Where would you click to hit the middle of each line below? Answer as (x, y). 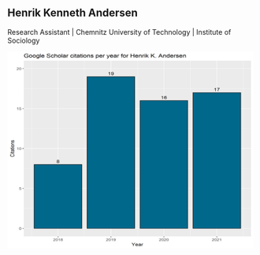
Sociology (24, 40)
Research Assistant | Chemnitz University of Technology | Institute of (119, 32)
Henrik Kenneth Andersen (73, 13)
